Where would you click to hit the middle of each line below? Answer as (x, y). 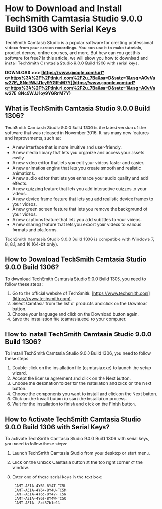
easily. (18, 158)
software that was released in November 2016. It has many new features (77, 133)
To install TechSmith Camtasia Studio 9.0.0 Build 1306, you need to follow (78, 353)
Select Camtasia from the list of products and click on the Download (80, 303)
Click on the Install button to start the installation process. (69, 399)
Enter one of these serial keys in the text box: (57, 477)
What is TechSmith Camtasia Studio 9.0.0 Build (78, 108)
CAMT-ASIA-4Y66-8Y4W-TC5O (40, 499)
